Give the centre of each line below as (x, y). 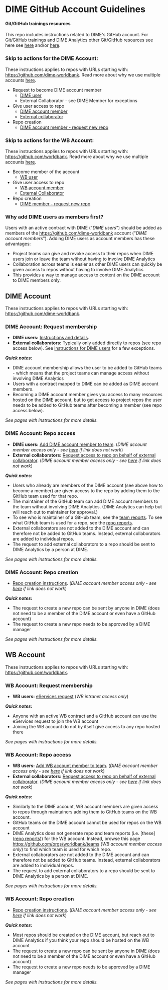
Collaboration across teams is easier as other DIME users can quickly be (87, 264)
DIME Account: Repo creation (42, 572)
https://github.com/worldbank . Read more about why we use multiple (77, 157)
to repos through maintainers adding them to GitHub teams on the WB (85, 812)
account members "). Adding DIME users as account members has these (80, 239)
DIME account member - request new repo (64, 127)
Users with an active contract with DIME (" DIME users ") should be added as (83, 228)
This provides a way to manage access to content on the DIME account (86, 275)
